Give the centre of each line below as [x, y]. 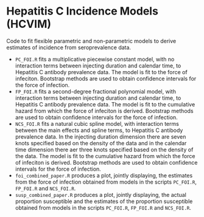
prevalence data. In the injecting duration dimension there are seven [100, 136]
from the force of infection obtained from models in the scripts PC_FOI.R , [106, 182]
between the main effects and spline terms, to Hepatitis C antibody [99, 130]
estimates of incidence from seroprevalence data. [69, 47]
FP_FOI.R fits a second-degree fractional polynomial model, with [96, 91]
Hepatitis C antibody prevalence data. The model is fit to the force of [101, 72]
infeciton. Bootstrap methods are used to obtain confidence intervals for [106, 78]
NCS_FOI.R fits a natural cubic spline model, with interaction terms [97, 123]
